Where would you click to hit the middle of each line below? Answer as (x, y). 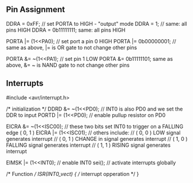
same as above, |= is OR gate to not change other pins (72, 47)
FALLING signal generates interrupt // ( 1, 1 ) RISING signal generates (88, 145)
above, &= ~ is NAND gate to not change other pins (68, 65)
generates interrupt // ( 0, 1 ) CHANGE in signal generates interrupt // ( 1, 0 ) (97, 139)
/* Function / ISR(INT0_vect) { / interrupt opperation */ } (73, 174)
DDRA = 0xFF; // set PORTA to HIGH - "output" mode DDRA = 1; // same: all (96, 23)
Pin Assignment (36, 10)
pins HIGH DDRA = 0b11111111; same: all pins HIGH (66, 30)
